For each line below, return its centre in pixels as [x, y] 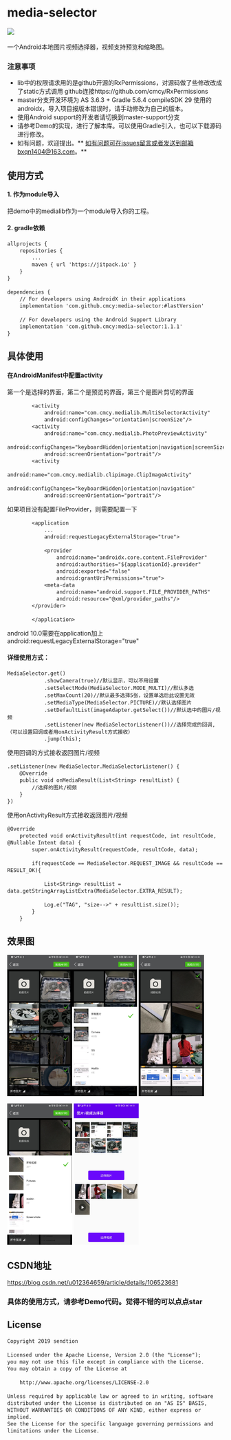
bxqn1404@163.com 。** [52, 152]
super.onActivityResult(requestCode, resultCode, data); [115, 849]
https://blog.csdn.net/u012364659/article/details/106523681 [93, 1283]
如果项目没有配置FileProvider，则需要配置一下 [72, 509]
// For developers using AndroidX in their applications [103, 299]
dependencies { [29, 292]
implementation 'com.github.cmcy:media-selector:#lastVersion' [112, 306]
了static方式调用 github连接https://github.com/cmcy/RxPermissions [112, 92]
